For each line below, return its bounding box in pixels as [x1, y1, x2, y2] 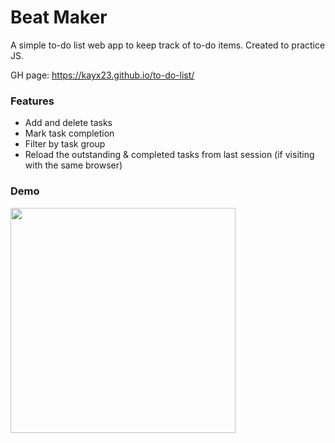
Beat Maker [10, 6, 108, 29]
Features [10, 94, 55, 108]
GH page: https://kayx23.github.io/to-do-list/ [10, 69, 195, 81]
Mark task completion [24, 127, 115, 140]
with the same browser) [24, 159, 123, 171]
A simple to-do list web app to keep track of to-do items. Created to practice [10, 39, 326, 51]
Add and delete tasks [24, 117, 113, 129]
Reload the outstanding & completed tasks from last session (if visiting [24, 149, 315, 161]
